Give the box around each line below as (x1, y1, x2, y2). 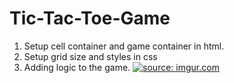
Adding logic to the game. (23, 61, 131, 73)
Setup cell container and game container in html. (23, 40, 225, 52)
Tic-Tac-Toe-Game (9, 7, 171, 30)
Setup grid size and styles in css (23, 50, 158, 62)
